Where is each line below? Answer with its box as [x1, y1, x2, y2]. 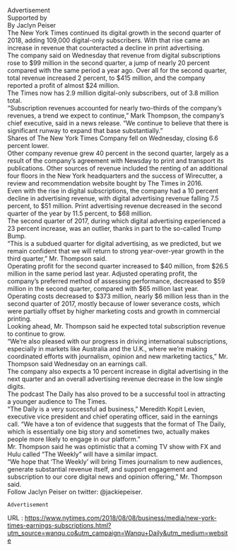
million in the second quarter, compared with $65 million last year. [7, 285, 199, 292]
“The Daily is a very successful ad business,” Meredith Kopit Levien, [7, 405, 206, 413]
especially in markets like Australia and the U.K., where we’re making [7, 345, 208, 353]
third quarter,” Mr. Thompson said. [7, 254, 107, 263]
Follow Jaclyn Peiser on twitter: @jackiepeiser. [7, 488, 143, 496]
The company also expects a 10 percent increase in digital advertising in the [7, 368, 229, 375]
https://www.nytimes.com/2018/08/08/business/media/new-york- [24, 513, 217, 522]
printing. [7, 314, 32, 323]
